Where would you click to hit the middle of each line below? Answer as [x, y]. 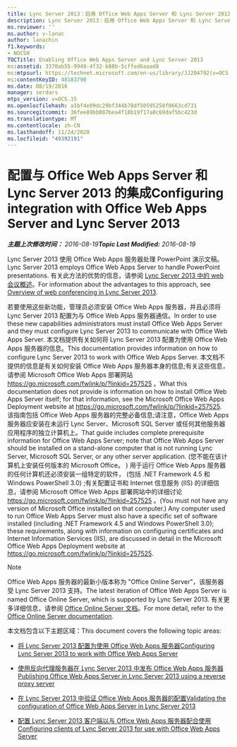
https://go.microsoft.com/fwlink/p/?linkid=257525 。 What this [97, 384]
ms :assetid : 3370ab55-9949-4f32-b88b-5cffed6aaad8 [83, 66]
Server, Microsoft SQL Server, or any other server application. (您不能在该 [114, 457]
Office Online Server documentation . [61, 616]
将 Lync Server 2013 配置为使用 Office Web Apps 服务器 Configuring [116, 646]
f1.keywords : [26, 47]
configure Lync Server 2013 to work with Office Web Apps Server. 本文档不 [116, 357]
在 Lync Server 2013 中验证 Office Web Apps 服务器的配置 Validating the [122, 698]
